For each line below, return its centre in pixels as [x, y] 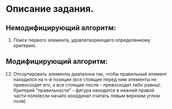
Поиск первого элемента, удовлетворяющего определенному [82, 40]
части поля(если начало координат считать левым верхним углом [87, 96]
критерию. [25, 46]
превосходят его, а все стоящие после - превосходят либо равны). [87, 84]
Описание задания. [50, 9]
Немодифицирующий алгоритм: [61, 28]
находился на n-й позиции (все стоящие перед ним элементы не [85, 79]
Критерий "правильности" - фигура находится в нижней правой [84, 90]
